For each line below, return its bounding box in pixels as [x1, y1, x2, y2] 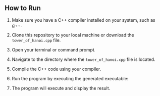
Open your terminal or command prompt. [11, 47, 96, 52]
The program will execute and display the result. [11, 85, 110, 91]
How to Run [4, 4, 41, 12]
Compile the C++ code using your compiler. [11, 66, 101, 72]
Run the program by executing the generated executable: [11, 75, 129, 81]
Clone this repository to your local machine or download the [11, 32, 134, 38]
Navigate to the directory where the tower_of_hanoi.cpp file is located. [11, 56, 156, 62]
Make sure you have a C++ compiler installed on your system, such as [11, 17, 156, 23]
